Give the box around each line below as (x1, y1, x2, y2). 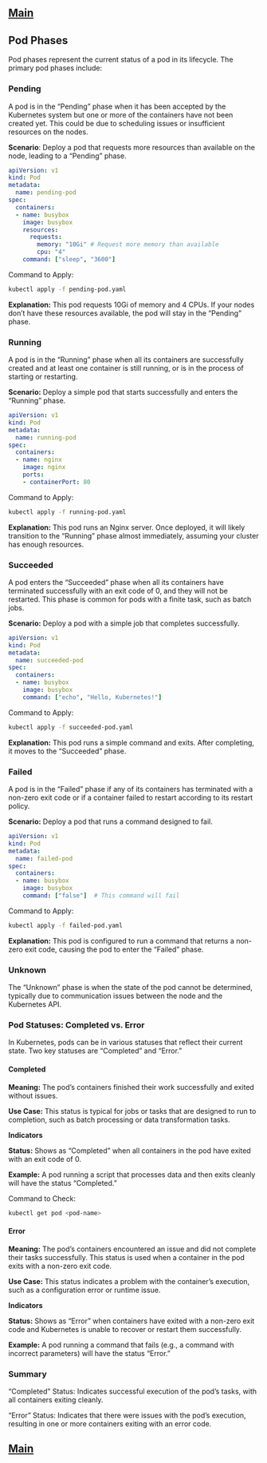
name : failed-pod (15, 854, 73, 862)
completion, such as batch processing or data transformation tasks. (8, 1115, 231, 1124)
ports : (22, 471, 45, 479)
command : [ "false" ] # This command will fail (22, 892, 180, 900)
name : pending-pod (15, 189, 77, 197)
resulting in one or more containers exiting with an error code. (8, 1418, 212, 1429)
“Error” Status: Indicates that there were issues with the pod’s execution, (8, 1410, 246, 1420)
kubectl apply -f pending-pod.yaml (8, 285, 127, 293)
